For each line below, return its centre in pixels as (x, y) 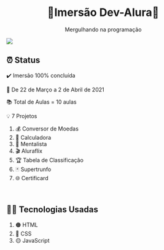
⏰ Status (23, 60)
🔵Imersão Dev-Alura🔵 (103, 13)
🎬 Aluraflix (29, 151)
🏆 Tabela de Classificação (49, 160)
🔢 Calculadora (33, 137)
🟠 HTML (26, 225)
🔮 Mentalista (31, 144)
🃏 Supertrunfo (33, 169)
